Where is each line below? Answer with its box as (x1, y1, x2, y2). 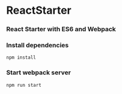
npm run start (6, 82, 42, 88)
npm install (6, 54, 36, 60)
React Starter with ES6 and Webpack (6, 25, 116, 34)
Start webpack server (6, 68, 71, 77)
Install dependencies (6, 41, 69, 50)
